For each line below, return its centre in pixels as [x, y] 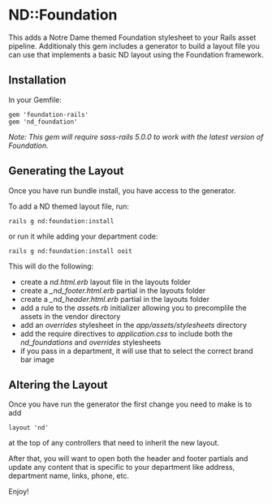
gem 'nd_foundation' [43, 122]
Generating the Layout [66, 171]
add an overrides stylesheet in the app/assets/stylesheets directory [134, 325]
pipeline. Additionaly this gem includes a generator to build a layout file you [134, 45]
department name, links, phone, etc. [69, 476]
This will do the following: [51, 266]
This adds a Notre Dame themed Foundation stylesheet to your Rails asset [132, 37]
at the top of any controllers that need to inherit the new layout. [114, 443]
